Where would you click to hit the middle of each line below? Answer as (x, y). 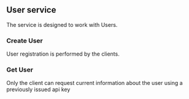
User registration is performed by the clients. (63, 54)
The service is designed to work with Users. (62, 24)
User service (31, 10)
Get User (20, 70)
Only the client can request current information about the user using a (94, 83)
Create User (25, 40)
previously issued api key (38, 90)
